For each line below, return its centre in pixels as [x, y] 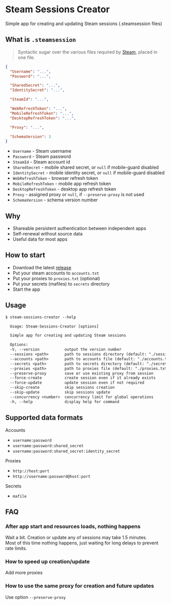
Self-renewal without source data [48, 234]
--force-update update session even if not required [77, 383]
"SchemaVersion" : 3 [31, 136]
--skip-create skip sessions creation [62, 388]
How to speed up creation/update [48, 562]
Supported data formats [44, 418]
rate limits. [16, 548]
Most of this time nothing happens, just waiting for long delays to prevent [82, 543]
